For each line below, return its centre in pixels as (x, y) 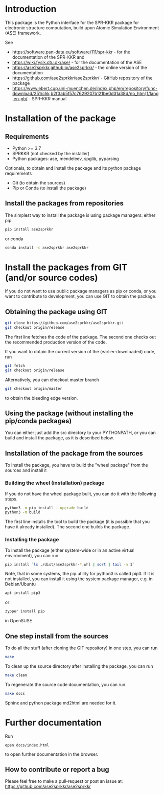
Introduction (31, 9)
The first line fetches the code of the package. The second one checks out (81, 337)
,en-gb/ (20, 98)
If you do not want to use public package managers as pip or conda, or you (81, 291)
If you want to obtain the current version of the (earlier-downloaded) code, (80, 352)
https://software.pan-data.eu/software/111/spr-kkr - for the (71, 52)
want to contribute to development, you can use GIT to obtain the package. (81, 296)
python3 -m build (23, 512)
